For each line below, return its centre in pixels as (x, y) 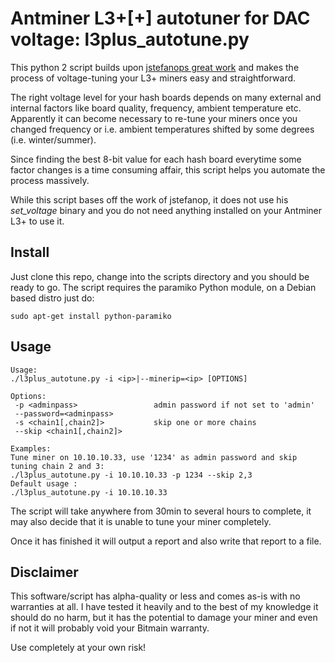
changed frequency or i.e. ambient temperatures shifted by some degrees (162, 129)
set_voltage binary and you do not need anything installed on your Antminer (166, 210)
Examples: (31, 448)
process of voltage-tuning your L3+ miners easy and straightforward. (153, 78)
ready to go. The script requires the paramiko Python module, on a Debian (163, 287)
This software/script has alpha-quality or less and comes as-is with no (155, 596)
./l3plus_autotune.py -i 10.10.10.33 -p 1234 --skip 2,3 (131, 475)
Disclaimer (44, 572)
